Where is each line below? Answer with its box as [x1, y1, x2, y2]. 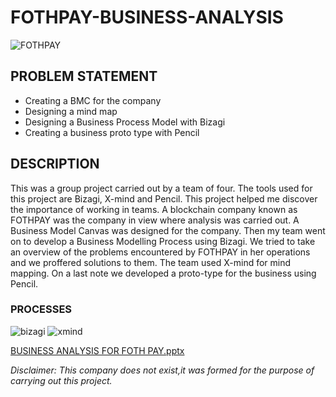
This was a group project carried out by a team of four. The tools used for [10, 182, 313, 194]
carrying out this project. [10, 374, 113, 386]
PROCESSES [10, 302, 73, 316]
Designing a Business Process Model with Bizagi [24, 116, 226, 128]
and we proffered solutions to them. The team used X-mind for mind [10, 256, 292, 268]
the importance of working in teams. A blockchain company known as [10, 203, 298, 215]
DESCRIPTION [10, 156, 100, 173]
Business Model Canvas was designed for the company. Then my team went [10, 224, 326, 236]
